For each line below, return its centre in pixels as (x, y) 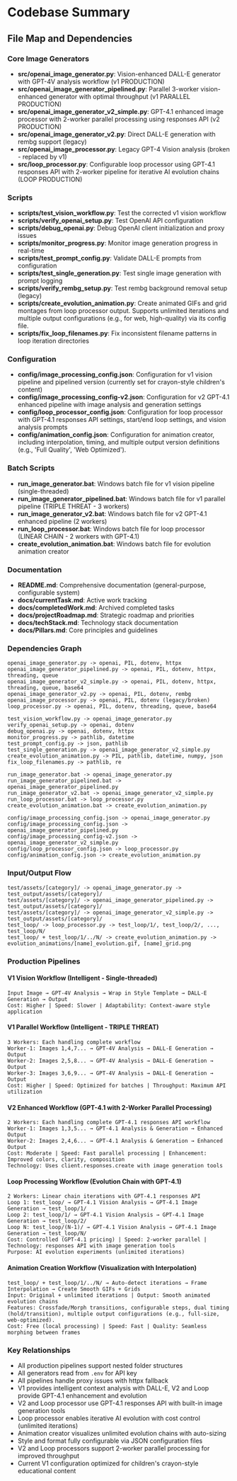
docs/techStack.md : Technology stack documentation (98, 623)
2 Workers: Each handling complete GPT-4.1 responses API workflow (109, 1123)
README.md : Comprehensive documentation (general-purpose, (112, 585)
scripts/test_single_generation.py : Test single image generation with (119, 273)
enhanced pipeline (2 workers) (62, 521)
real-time (31, 251)
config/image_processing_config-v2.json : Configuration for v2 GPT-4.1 (123, 397)
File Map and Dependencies (70, 39)
